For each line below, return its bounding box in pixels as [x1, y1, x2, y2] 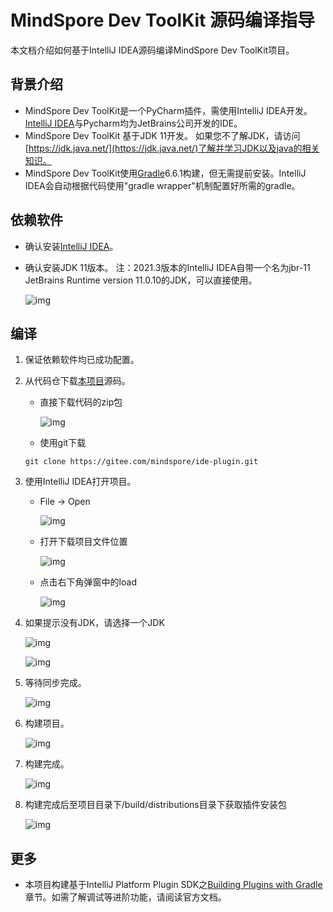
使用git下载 [39, 437, 87, 449]
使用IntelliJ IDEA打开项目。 [24, 476, 137, 488]
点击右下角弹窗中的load [39, 576, 137, 588]
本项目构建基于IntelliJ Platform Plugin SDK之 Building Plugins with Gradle [24, 879, 323, 891]
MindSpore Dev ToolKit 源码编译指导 [10, 9, 316, 32]
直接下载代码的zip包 [39, 396, 123, 408]
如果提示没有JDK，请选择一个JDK [24, 617, 165, 629]
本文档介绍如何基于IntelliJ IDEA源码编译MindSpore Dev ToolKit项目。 [10, 44, 295, 56]
